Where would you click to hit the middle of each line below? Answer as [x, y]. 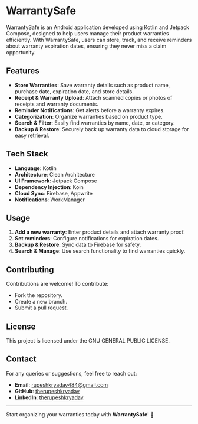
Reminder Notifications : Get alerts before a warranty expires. [90, 110]
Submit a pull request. [41, 308]
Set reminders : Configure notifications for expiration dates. [87, 239]
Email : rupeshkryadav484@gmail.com [61, 384]
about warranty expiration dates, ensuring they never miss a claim [86, 46]
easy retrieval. [32, 135]
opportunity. [21, 52]
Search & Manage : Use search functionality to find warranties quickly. [100, 251]
